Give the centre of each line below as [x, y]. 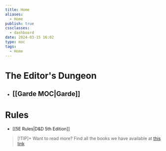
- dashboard [22, 33]
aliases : [14, 14]
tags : [11, 47]
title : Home [17, 10]
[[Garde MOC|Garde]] [46, 94]
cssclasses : [17, 28]
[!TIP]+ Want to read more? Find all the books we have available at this [89, 139]
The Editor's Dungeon [51, 75]
